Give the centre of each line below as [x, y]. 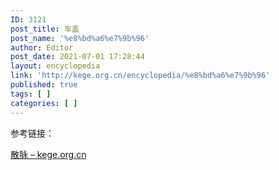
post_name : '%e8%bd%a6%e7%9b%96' [80, 38]
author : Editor [42, 47]
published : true [44, 85]
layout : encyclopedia [55, 66]
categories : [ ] [44, 103]
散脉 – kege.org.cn [48, 154]
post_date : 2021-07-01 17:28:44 [77, 57]
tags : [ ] [31, 94]
